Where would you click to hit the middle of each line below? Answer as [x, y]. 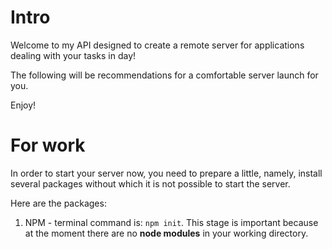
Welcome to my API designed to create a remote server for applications [157, 45]
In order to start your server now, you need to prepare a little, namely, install [166, 173]
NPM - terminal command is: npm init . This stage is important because [171, 222]
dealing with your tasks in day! [73, 55]
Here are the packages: [58, 203]
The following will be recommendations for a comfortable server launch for [164, 75]
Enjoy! [23, 105]
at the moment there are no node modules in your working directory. [166, 233]
